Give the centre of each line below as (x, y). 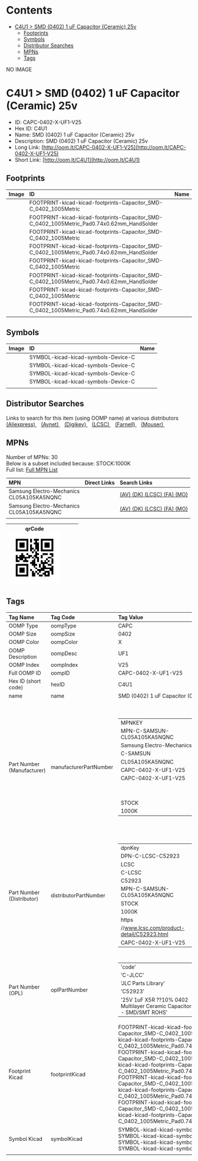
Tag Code (63, 617)
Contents (29, 10)
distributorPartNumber (78, 895)
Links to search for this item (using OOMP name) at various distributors (92, 418)
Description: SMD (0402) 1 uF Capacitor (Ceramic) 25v (81, 141)
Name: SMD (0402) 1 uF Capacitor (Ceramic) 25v (74, 135)
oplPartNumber (70, 990)
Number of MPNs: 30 (32, 457)
